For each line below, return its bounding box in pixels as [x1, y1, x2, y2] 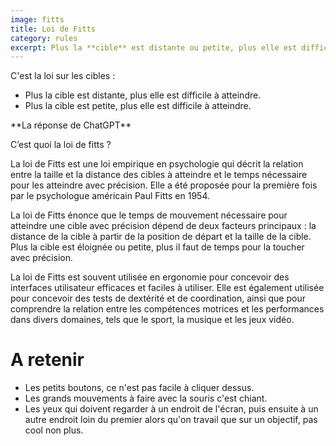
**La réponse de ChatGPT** [10, 119, 132, 131]
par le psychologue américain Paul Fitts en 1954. [10, 190, 210, 202]
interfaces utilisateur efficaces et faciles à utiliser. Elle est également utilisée [10, 282, 325, 294]
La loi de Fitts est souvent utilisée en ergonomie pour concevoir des [10, 271, 290, 283]
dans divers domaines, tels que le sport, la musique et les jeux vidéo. [10, 314, 295, 326]
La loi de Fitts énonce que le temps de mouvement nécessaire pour [10, 209, 288, 221]
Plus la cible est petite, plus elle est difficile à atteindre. [24, 100, 252, 112]
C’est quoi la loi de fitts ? [10, 139, 112, 151]
